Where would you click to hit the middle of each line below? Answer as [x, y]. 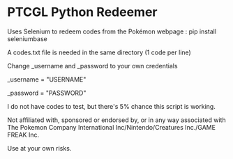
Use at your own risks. [39, 148]
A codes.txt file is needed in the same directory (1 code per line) [99, 52]
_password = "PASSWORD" [47, 93]
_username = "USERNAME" [47, 79]
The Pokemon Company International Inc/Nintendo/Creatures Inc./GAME [112, 127]
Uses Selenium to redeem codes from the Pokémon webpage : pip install [112, 31]
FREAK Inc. [23, 135]
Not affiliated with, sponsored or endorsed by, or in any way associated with [116, 120]
